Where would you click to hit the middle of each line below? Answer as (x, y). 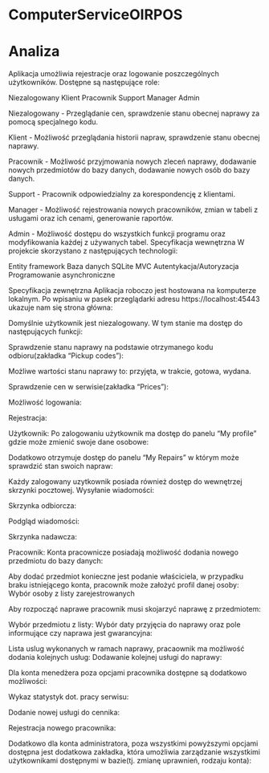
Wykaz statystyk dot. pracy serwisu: (69, 697)
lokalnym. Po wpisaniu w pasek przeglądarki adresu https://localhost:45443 (134, 299)
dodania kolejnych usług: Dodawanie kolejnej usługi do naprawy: (115, 657)
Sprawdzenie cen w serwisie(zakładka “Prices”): (88, 387)
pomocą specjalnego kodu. (53, 122)
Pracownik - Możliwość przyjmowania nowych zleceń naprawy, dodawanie (132, 161)
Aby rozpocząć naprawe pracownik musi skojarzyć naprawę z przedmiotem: (134, 609)
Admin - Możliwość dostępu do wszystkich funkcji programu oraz (117, 234)
